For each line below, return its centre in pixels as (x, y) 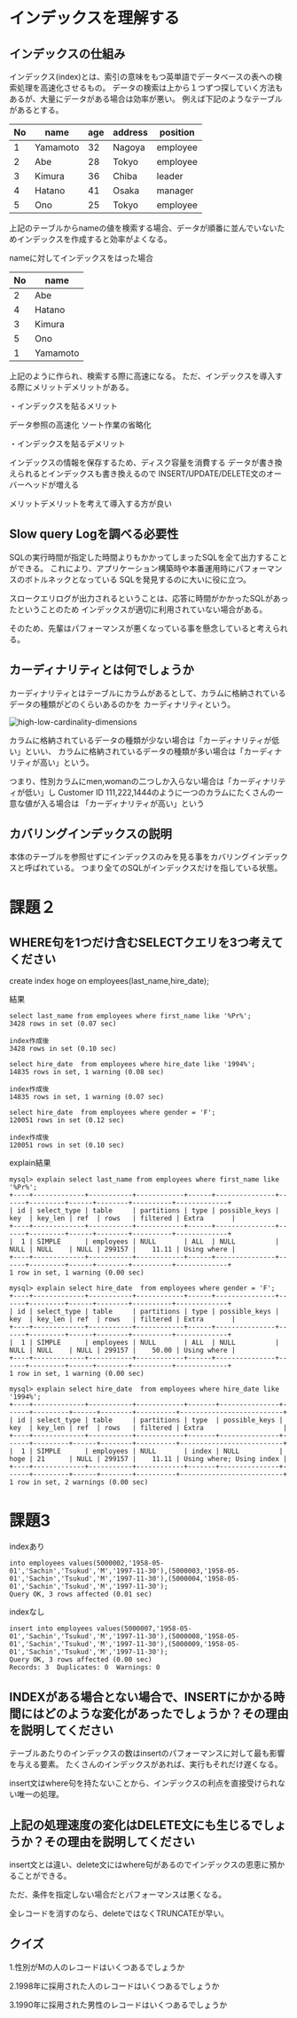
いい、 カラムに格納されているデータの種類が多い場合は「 (138, 751)
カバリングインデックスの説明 (91, 834)
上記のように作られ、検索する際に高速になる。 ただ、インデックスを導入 (142, 376)
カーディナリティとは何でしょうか (102, 670)
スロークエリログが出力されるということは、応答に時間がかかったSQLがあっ (149, 598)
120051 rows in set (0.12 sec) (67, 1120)
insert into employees (51, 1629)
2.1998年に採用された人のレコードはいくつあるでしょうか (114, 1986)
